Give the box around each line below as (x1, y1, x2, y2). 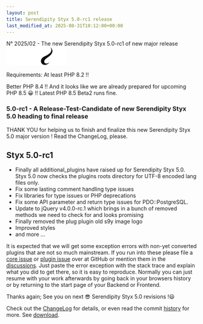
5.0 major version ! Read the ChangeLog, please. (6, 133, 128, 140)
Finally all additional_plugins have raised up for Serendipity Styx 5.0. (15, 166, 185, 173)
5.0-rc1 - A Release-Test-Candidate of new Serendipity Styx (6, 105, 187, 113)
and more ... (15, 231, 45, 238)
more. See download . (6, 311, 59, 319)
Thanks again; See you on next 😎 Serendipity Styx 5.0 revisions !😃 (6, 293, 175, 300)
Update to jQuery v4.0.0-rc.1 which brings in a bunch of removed (15, 205, 178, 212)
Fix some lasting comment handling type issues (15, 185, 135, 193)
